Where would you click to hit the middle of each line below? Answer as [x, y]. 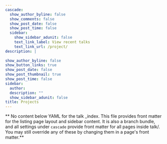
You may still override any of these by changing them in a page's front [77, 132]
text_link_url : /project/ [41, 47]
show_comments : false [32, 19]
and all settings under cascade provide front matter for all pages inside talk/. [83, 127]
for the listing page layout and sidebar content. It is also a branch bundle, [80, 122]
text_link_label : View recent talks [52, 42]
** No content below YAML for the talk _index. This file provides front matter [83, 116]
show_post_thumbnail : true [33, 74]
